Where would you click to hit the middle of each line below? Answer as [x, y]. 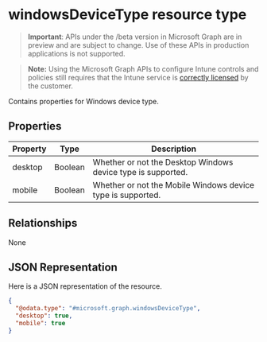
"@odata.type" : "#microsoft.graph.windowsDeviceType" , [108, 309]
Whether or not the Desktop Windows [163, 162]
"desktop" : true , [44, 316]
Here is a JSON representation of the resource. [85, 286]
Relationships [43, 223]
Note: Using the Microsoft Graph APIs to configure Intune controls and [143, 68]
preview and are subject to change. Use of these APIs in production [138, 45]
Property [29, 149]
